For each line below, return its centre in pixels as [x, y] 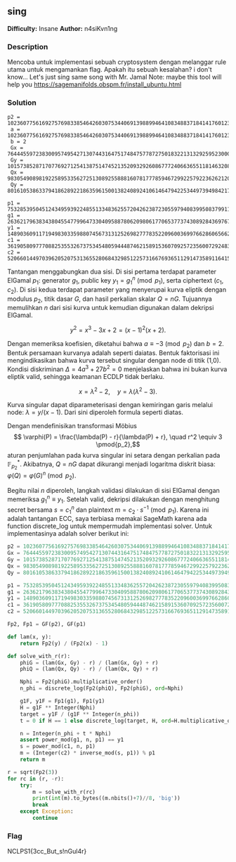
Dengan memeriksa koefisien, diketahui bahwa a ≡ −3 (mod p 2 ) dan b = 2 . [116, 345]
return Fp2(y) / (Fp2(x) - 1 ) [64, 643]
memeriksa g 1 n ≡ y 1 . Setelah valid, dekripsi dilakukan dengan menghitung [113, 499]
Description [28, 46]
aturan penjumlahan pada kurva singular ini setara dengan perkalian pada [114, 456]
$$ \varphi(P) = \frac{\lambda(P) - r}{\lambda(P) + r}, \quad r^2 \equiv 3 [118, 437]
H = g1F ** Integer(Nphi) [58, 707]
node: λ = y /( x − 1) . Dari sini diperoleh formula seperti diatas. [96, 412]
